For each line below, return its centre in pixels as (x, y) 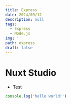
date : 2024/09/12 (24, 15)
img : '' (13, 39)
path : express (20, 43)
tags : (11, 24)
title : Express (21, 10)
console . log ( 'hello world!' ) (36, 96)
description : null (25, 19)
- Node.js (20, 33)
